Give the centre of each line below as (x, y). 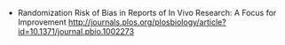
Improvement (42, 22)
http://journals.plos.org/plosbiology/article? (147, 22)
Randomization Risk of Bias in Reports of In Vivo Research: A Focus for (147, 13)
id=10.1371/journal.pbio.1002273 (76, 31)
